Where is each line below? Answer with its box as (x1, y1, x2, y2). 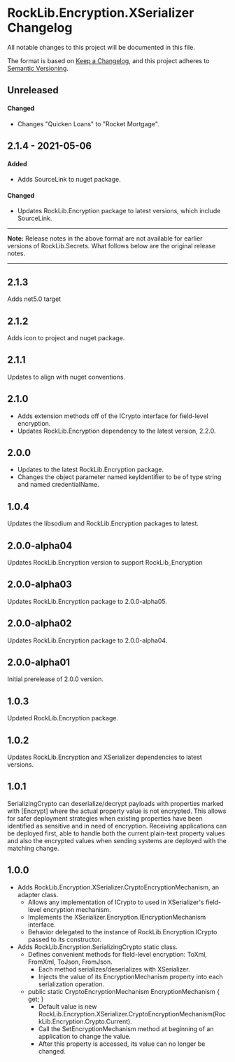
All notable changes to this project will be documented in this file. (7, 43, 196, 51)
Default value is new (38, 1002, 97, 1011)
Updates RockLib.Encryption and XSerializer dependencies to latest (7, 753, 203, 762)
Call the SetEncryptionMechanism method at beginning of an (38, 1024, 214, 1033)
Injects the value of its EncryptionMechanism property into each (38, 972, 224, 981)
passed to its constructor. (27, 935, 101, 943)
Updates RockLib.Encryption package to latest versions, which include (17, 207, 221, 215)
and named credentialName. (17, 480, 99, 489)
